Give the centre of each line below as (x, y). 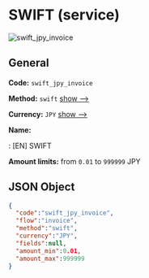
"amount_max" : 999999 (50, 258)
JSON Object (42, 187)
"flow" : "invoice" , (47, 221)
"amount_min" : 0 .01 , (49, 251)
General (29, 63)
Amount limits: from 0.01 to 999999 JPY (74, 161)
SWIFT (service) (64, 15)
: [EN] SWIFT (30, 146)
